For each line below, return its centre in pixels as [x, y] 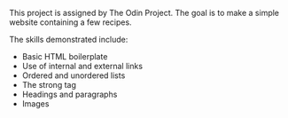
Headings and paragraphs [70, 94]
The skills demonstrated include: [69, 39]
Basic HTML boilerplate [65, 56]
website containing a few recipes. [70, 22]
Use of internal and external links [82, 66]
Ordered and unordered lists [74, 75]
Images [35, 104]
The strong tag [49, 85]
